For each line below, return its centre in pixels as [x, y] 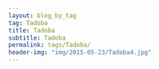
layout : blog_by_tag [43, 15]
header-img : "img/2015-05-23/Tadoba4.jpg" [80, 52]
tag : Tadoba [28, 23]
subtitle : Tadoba [37, 38]
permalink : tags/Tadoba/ [50, 45]
